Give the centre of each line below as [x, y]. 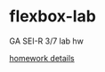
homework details [42, 58]
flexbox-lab [52, 16]
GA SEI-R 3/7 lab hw [47, 41]
